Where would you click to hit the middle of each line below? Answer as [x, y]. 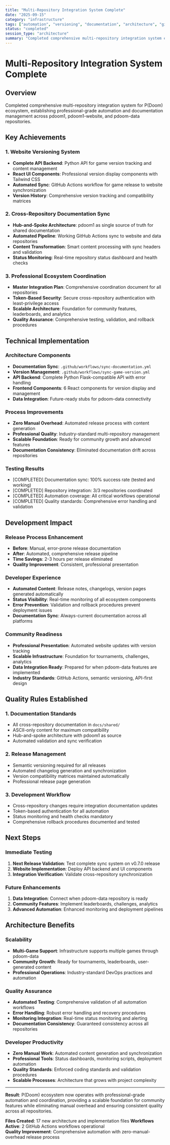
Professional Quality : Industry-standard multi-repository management [86, 434]
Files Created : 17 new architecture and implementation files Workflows [80, 1121]
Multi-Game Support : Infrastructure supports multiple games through [85, 951]
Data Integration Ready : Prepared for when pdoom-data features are [85, 667]
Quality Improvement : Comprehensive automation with [63, 1132]
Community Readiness [34, 635]
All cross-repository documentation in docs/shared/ [66, 725]
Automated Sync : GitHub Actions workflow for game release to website [88, 185]
